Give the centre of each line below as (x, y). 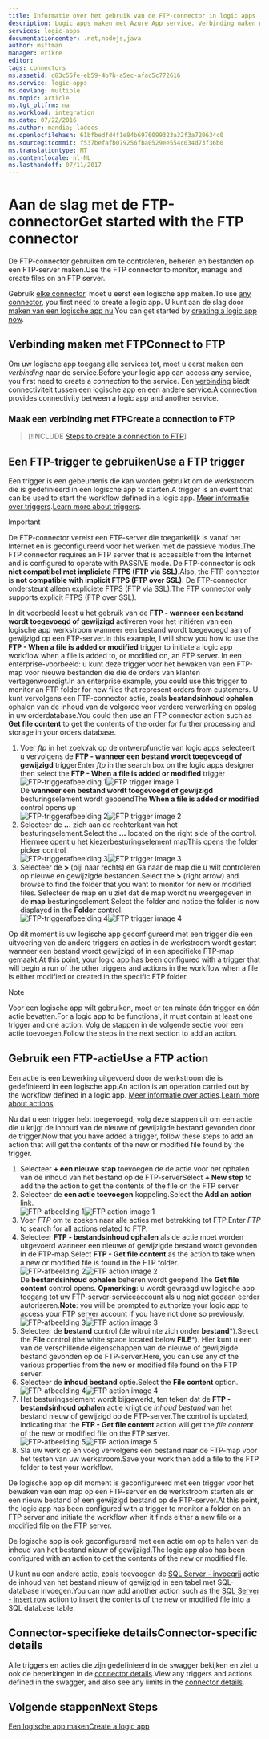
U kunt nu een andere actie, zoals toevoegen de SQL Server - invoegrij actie (134, 1574)
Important (24, 522)
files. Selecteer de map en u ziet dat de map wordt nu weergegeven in (136, 893)
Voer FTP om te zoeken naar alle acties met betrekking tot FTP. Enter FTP (140, 1220)
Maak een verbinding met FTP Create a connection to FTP (122, 418)
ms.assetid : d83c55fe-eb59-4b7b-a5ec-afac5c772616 (94, 75)
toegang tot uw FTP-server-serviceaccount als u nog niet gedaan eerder (140, 1297)
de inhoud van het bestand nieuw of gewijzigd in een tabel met (112, 1582)
